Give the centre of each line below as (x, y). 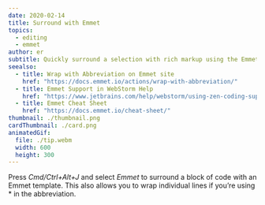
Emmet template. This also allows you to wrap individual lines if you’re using (132, 185)
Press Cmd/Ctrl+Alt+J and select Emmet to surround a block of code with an (132, 177)
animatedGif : (30, 132)
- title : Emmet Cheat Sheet (62, 103)
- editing (31, 37)
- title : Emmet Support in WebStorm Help (84, 89)
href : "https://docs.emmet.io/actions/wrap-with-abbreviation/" (130, 81)
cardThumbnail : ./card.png (52, 125)
